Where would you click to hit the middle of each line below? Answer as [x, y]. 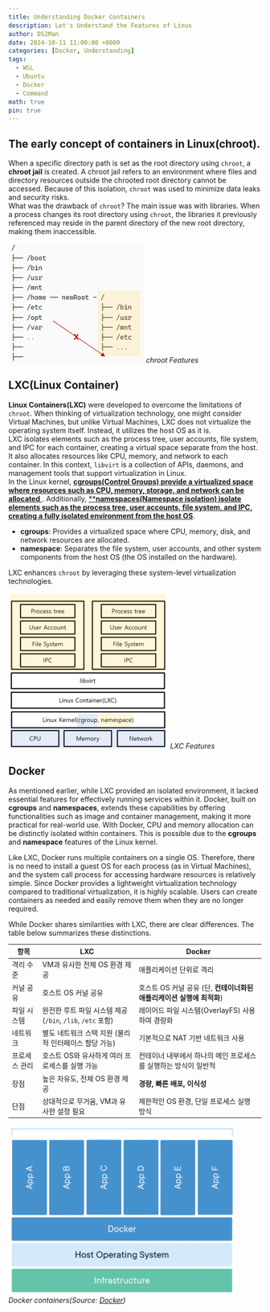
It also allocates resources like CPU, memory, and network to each [119, 456]
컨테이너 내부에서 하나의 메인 [184, 1056]
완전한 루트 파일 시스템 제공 [85, 1010]
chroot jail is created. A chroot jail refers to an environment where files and [133, 172]
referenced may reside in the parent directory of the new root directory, [127, 223]
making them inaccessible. [53, 232]
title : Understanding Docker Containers [77, 17]
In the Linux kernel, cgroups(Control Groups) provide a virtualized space [131, 482]
